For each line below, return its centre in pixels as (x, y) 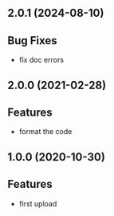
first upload (38, 203)
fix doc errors (41, 60)
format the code (45, 132)
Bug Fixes (32, 41)
